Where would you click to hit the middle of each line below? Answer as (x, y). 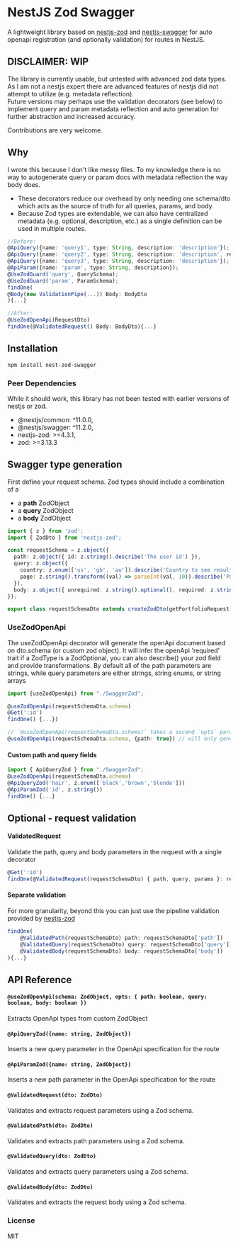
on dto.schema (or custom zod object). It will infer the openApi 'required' (114, 650)
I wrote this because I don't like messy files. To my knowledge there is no (114, 169)
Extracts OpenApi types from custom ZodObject (78, 1018)
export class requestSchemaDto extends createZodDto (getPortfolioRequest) (120, 609)
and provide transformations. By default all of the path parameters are (109, 665)
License (21, 1220)
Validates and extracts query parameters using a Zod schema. (98, 1172)
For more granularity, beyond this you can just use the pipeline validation (113, 911)
